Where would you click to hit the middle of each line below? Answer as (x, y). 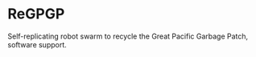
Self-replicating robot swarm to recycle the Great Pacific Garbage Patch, (128, 36)
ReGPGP (36, 14)
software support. (37, 44)
